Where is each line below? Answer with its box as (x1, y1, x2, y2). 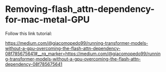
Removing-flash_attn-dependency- (5, 3, 155, 15)
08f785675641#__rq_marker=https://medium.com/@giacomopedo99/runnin (5, 51, 161, 57)
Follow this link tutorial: (5, 30, 52, 36)
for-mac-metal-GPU (5, 14, 90, 25)
